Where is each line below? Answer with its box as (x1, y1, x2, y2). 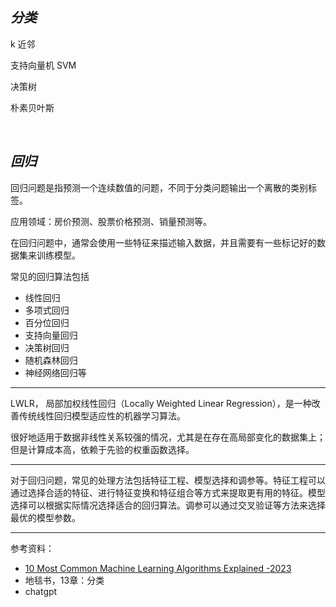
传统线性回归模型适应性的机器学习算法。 (18, 409, 186, 422)
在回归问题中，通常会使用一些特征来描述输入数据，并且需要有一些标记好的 (10, 236, 317, 248)
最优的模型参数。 (10, 511, 81, 523)
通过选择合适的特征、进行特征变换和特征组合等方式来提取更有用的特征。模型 (10, 486, 326, 498)
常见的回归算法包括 (10, 270, 90, 282)
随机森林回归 (24, 354, 78, 366)
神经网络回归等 (24, 366, 87, 378)
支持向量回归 (24, 329, 78, 341)
